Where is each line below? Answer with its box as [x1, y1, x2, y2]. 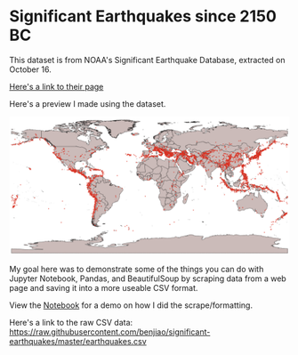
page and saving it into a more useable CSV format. [9, 282, 198, 293]
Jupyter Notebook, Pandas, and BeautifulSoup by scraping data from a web [9, 273, 286, 284]
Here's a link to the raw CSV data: [9, 317, 133, 327]
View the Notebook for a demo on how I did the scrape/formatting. [9, 300, 254, 311]
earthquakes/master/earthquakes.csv [9, 335, 147, 346]
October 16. [9, 64, 52, 75]
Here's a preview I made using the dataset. [9, 98, 166, 109]
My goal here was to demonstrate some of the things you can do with [9, 263, 264, 274]
